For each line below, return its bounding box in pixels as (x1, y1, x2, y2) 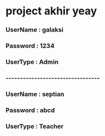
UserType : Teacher (5, 122, 64, 130)
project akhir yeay (5, 4, 97, 18)
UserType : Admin (5, 58, 59, 66)
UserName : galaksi (5, 26, 64, 34)
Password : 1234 (5, 42, 55, 50)
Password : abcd (5, 106, 55, 114)
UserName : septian (5, 90, 64, 98)
